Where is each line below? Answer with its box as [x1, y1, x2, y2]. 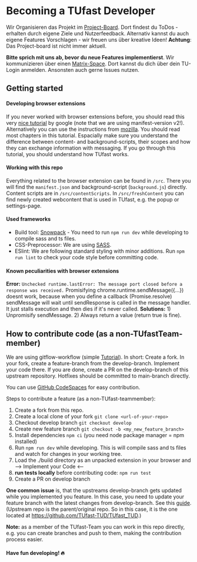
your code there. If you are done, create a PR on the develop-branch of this [6, 366, 189, 373]
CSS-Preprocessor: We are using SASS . [14, 241, 112, 248]
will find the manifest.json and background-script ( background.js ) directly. [6, 183, 188, 190]
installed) [14, 438, 37, 445]
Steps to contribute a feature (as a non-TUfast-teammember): [6, 395, 156, 402]
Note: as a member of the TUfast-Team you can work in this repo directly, [6, 523, 185, 530]
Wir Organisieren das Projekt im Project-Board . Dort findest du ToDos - [6, 24, 178, 31]
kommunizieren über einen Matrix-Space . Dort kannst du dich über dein [6, 60, 181, 67]
